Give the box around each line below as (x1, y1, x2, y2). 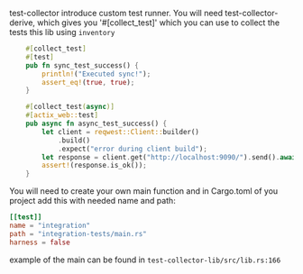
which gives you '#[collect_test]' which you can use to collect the (37, 17, 280, 28)
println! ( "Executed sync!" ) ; (41, 69, 151, 78)
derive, (9, 17, 36, 28)
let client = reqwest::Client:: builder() (41, 127, 200, 136)
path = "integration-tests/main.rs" (9, 229, 147, 238)
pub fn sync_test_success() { (25, 60, 140, 70)
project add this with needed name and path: (9, 196, 176, 206)
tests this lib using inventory (9, 27, 115, 37)
